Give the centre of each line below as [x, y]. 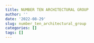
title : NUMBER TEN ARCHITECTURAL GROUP [47, 10]
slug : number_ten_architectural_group [46, 23]
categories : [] [21, 28]
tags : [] [14, 33]
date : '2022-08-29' [26, 19]
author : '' [17, 14]
